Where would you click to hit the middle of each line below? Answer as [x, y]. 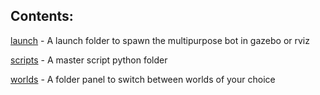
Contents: [42, 16]
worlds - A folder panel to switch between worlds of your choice [143, 79]
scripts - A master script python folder [89, 60]
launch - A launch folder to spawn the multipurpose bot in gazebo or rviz [160, 40]
